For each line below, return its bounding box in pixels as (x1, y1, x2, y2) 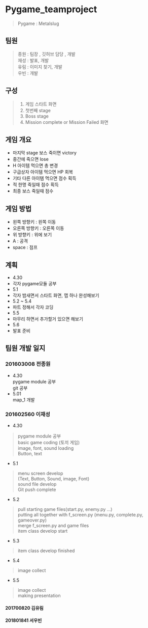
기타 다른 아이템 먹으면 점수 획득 (12, 175, 77, 181)
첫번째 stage (25, 107, 51, 113)
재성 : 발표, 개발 (17, 57, 49, 63)
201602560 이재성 (5, 411, 51, 418)
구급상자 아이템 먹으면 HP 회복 (12, 169, 73, 175)
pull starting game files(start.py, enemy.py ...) (17, 506, 113, 512)
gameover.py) (17, 517, 47, 523)
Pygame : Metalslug (17, 20, 59, 26)
